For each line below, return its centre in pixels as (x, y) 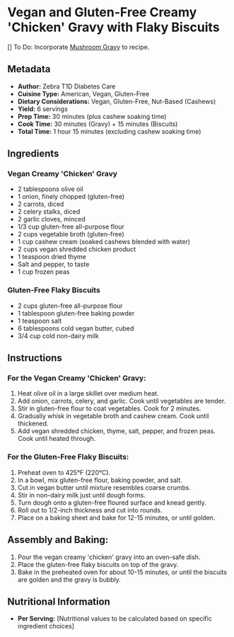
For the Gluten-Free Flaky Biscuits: (68, 457)
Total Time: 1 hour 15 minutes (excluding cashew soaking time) (109, 131)
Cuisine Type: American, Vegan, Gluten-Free (83, 93)
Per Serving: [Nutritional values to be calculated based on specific (115, 619)
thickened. (33, 424)
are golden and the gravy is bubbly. (69, 579)
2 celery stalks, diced (49, 212)
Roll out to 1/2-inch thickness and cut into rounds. (90, 510)
